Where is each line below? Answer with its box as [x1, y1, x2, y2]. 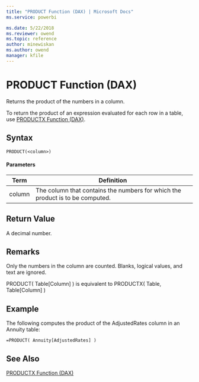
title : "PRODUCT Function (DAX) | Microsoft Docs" [6, 8, 134, 15]
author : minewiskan [6, 42, 54, 48]
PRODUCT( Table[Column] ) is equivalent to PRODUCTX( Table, [6, 280, 162, 288]
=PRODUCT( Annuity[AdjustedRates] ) [6, 337, 97, 343]
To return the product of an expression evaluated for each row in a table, [6, 109, 184, 116]
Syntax [6, 133, 33, 143]
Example [6, 304, 39, 314]
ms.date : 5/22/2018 [6, 25, 54, 31]
